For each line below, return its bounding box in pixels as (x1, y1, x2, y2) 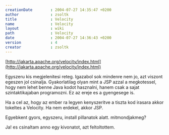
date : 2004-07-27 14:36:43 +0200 (5, 36, 112, 41)
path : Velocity (5, 31, 73, 36)
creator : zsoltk (5, 45, 69, 50)
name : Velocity (5, 21, 73, 27)
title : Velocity (5, 17, 73, 22)
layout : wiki (5, 26, 65, 31)
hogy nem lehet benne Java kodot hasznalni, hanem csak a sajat (5, 84, 140, 90)
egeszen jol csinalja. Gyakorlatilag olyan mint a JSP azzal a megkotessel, (5, 79, 157, 85)
